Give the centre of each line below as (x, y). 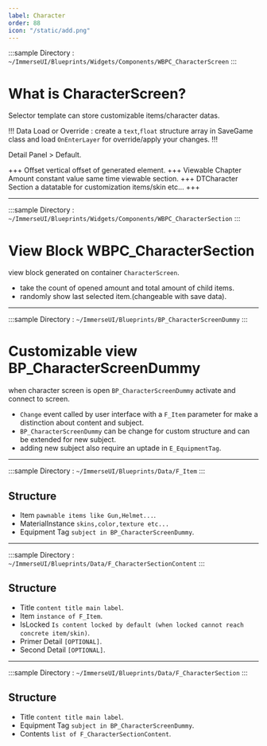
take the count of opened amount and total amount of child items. (127, 288)
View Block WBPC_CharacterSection (132, 251)
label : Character (37, 16)
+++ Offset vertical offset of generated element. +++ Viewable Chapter (125, 170)
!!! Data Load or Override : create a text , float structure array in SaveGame (131, 131)
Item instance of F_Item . (61, 616)
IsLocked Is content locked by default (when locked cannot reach (132, 624)
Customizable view (73, 352)
